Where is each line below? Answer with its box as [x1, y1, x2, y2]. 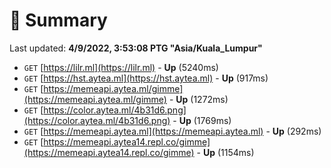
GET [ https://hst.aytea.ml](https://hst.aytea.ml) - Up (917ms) [23, 72, 269, 84]
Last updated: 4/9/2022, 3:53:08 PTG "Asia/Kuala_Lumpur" [9, 42, 263, 54]
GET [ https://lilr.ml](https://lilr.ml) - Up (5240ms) [23, 61, 219, 73]
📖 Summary [9, 9, 108, 32]
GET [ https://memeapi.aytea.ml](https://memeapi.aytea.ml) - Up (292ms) [23, 125, 322, 137]
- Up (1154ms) [196, 146, 255, 158]
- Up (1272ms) [168, 93, 229, 105]
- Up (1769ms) [172, 114, 232, 126]
